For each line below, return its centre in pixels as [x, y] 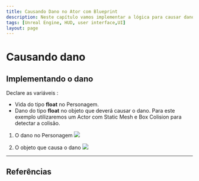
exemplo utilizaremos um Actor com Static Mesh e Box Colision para [98, 117]
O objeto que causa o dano [48, 147]
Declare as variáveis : [32, 93]
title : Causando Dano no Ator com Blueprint [62, 11]
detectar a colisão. [37, 123]
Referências [29, 172]
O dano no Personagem [44, 136]
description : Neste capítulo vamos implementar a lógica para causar [94, 17]
